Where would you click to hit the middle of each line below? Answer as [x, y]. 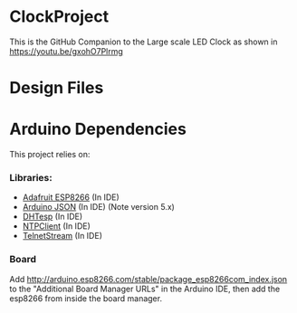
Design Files [57, 88]
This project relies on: [50, 155]
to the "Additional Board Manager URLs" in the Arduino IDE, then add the [145, 289]
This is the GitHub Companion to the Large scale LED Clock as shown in [144, 42]
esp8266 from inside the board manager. [86, 298]
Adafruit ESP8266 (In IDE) [71, 197]
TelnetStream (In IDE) [62, 236]
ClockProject [59, 17]
